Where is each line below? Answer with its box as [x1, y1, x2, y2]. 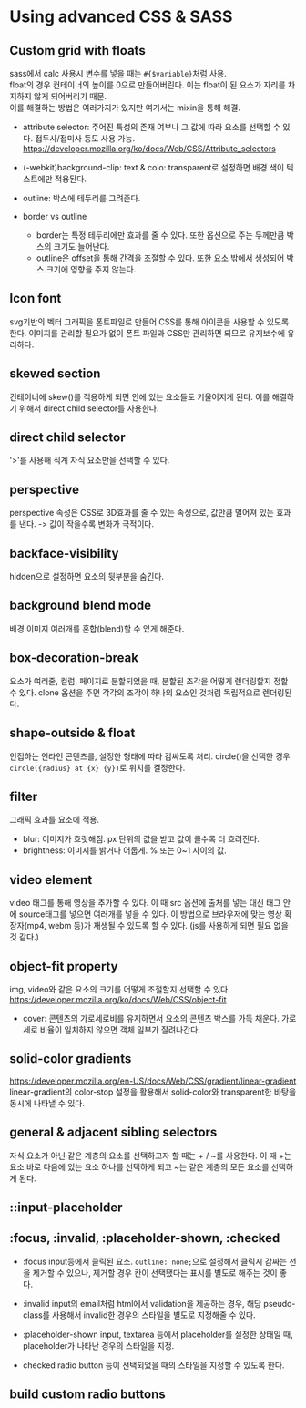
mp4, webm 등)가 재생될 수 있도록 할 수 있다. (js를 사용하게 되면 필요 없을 [26, 920, 289, 931]
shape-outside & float [9, 725, 136, 741]
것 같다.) [9, 931, 39, 942]
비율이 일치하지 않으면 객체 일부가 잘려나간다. [39, 1023, 200, 1035]
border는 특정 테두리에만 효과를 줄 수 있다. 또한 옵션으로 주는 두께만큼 [36, 230, 285, 241]
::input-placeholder [9, 1199, 123, 1215]
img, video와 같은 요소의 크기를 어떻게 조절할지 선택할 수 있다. [9, 983, 230, 994]
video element [9, 872, 93, 888]
